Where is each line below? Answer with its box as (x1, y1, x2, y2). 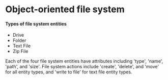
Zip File (12, 48, 29, 55)
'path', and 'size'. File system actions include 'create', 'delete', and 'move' (5, 64, 159, 70)
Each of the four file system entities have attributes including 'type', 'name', (5, 58, 163, 64)
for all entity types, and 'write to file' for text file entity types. (5, 69, 132, 75)
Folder (12, 37, 26, 44)
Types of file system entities (5, 20, 67, 26)
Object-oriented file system (5, 4, 125, 15)
